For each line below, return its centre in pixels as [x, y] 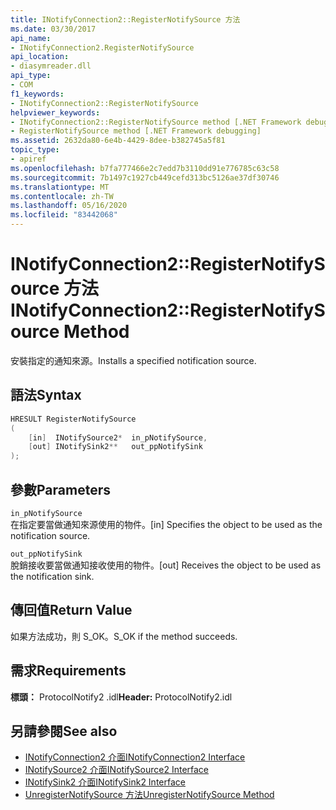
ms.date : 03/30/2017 [53, 29]
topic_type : [35, 150]
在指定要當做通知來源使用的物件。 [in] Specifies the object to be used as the [166, 524]
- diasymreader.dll [51, 66]
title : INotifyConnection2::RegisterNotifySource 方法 [125, 19]
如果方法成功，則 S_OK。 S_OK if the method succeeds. [124, 636]
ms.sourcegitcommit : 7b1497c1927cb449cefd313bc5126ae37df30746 [145, 177]
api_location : [40, 57]
